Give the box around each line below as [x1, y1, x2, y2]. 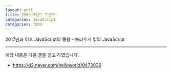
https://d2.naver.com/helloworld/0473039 [12, 62, 102, 68]
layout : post [5, 7, 33, 13]
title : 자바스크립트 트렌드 [5, 12, 55, 17]
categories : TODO [5, 21, 42, 27]
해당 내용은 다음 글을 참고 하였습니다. [5, 52, 79, 58]
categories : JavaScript [5, 17, 56, 22]
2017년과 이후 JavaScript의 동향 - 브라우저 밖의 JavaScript [5, 36, 125, 42]
